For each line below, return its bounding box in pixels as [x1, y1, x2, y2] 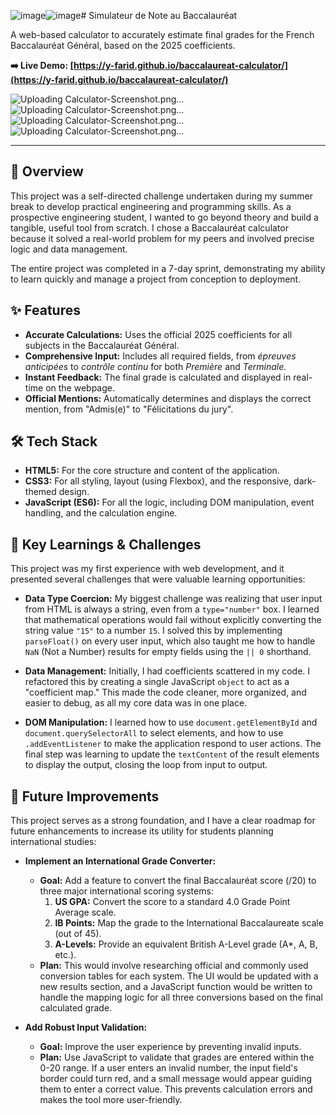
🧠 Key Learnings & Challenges [10, 536, 202, 553]
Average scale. [54, 906, 117, 919]
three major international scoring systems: [39, 885, 214, 897]
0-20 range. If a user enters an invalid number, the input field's [39, 1062, 298, 1074]
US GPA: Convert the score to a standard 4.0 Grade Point [54, 896, 291, 908]
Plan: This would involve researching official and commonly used [39, 960, 309, 972]
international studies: [10, 836, 97, 848]
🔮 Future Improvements [10, 788, 160, 805]
